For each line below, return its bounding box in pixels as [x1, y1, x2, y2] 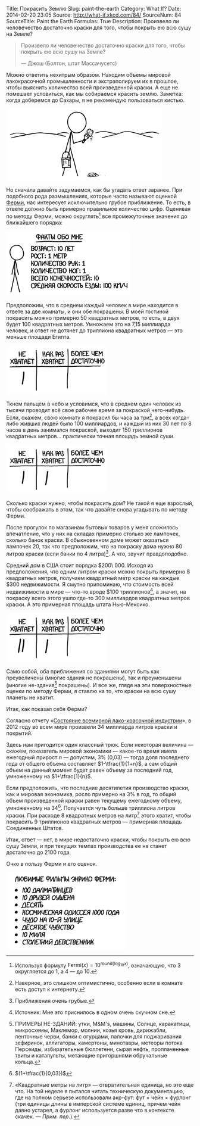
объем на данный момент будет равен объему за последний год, [6, 766, 174, 773]
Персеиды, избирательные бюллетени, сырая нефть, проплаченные [14, 1046, 189, 1053]
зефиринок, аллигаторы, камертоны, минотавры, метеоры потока [14, 1039, 183, 1047]
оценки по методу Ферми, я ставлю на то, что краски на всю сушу [6, 688, 176, 695]
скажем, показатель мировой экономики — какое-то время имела [6, 747, 177, 755]
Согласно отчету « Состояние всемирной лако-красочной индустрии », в [6, 717, 192, 724]
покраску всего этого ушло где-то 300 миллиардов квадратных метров [6, 594, 190, 601]
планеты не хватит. [6, 694, 55, 701]
